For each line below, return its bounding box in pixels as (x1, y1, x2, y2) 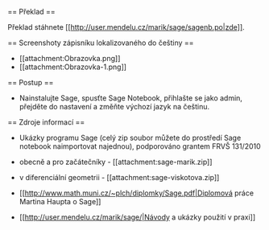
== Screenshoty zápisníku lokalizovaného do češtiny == (7, 38, 194, 47)
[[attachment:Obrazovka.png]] (19, 54, 121, 63)
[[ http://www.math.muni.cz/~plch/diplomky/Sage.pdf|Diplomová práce (19, 188, 255, 198)
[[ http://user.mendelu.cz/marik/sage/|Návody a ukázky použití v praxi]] (19, 212, 255, 222)
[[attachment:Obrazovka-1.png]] (19, 62, 126, 72)
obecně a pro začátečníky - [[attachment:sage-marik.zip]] (19, 157, 213, 166)
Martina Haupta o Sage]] (19, 197, 101, 206)
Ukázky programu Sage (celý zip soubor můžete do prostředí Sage (19, 133, 242, 142)
